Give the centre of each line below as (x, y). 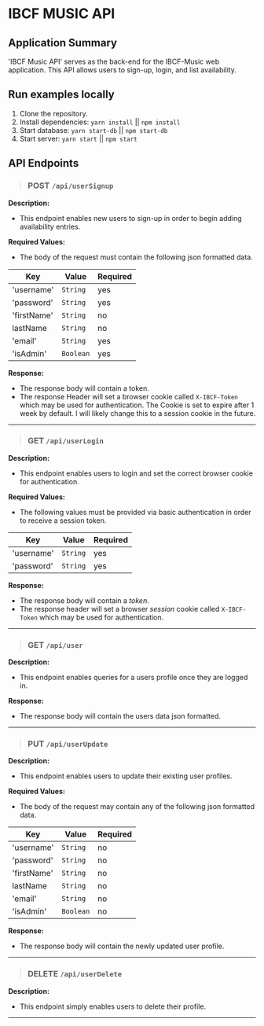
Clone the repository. (53, 113)
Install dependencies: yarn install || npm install (100, 122)
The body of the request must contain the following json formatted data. (136, 257)
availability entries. (50, 226)
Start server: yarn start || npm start (78, 138)
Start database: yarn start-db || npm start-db (93, 130)
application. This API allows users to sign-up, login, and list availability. (123, 70)
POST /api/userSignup (70, 186)
